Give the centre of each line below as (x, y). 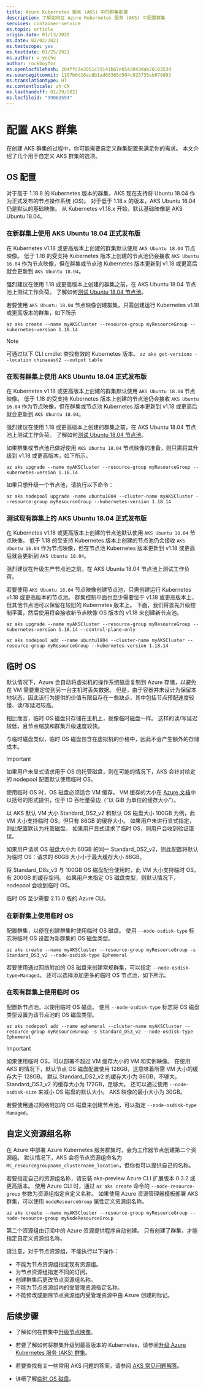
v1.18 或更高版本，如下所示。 (55, 456)
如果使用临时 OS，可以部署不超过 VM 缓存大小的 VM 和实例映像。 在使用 (98, 1061)
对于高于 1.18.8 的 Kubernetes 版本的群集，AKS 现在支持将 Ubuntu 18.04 (97, 193)
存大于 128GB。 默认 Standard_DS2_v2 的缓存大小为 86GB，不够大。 (93, 1076)
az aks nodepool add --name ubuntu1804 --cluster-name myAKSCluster (96, 641)
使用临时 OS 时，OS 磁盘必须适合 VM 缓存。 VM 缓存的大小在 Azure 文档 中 (101, 793)
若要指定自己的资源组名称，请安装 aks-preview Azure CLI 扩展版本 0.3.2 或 (101, 1178)
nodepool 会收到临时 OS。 (40, 885)
